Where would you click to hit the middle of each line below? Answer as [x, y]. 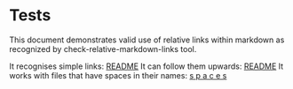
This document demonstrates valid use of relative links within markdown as [147, 40]
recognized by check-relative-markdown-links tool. [103, 48]
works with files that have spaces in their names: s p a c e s [118, 75]
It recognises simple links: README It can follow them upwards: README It [146, 66]
